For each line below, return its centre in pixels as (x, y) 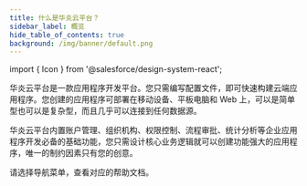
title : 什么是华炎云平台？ (55, 18)
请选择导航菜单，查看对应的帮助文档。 (81, 172)
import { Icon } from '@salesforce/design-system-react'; (116, 69)
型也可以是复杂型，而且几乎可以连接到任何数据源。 (106, 111)
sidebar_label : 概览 (47, 26)
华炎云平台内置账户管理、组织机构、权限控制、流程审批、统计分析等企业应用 (153, 130)
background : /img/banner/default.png (81, 43)
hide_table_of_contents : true (67, 35)
